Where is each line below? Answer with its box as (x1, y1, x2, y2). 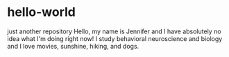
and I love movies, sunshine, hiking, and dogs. (7, 42, 139, 50)
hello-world (7, 4, 76, 20)
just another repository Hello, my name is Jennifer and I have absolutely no (7, 27, 221, 35)
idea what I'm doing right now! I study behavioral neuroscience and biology (7, 34, 223, 42)
